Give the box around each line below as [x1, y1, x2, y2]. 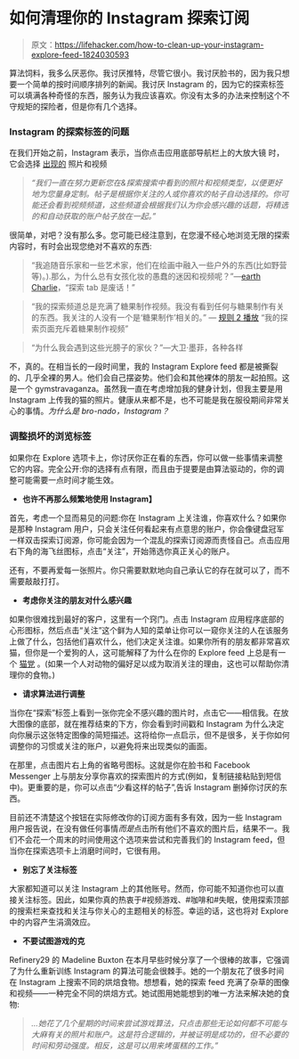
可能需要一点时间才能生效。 [16, 474, 118, 485]
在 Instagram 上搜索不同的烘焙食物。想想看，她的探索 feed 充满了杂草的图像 [9, 976, 290, 987]
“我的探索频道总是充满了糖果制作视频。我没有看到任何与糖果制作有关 [30, 301, 285, 312]
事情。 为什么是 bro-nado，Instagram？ [24, 406, 170, 417]
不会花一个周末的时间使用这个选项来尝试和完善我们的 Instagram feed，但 [16, 834, 286, 844]
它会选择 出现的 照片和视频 [9, 159, 108, 169]
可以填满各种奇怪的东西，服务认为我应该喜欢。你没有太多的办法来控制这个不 [9, 90, 290, 101]
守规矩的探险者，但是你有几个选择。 [9, 101, 142, 111]
